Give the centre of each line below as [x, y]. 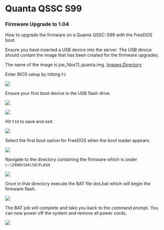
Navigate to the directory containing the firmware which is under [71, 159]
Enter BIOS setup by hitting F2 [36, 75]
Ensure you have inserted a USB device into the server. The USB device [79, 50]
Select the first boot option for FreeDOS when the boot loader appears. [78, 141]
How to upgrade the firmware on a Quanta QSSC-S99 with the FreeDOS [79, 35]
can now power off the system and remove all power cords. [66, 213]
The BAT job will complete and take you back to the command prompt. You [82, 208]
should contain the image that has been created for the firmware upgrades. [82, 55]
